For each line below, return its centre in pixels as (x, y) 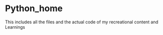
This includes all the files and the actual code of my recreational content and (82, 22)
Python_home (34, 9)
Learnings (15, 27)
